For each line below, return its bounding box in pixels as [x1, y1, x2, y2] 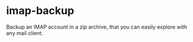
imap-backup [6, 4, 74, 17]
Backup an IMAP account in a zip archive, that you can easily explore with [6, 23, 188, 30]
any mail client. [6, 29, 43, 36]
